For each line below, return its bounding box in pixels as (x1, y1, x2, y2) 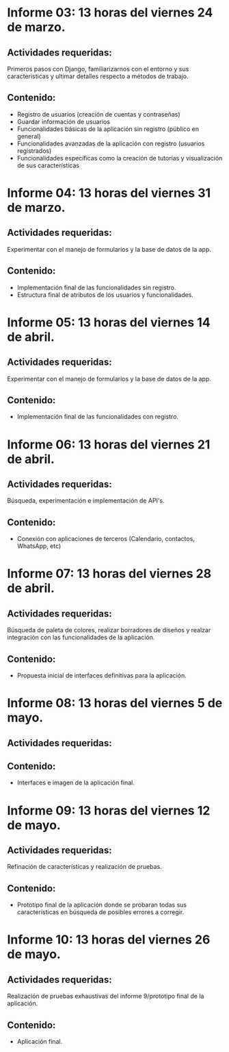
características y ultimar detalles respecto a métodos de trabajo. (7, 72, 189, 80)
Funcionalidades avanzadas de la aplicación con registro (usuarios (16, 139, 205, 147)
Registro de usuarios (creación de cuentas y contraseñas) (16, 110, 180, 118)
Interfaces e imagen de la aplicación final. (16, 778, 135, 787)
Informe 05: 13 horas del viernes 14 (7, 314, 211, 330)
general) (16, 132, 41, 140)
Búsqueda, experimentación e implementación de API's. (7, 497, 165, 505)
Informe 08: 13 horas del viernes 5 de (7, 695, 223, 711)
